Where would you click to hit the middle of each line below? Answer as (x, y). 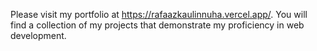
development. (38, 35)
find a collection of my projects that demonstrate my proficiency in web (157, 25)
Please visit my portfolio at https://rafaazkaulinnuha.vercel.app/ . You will (159, 14)
